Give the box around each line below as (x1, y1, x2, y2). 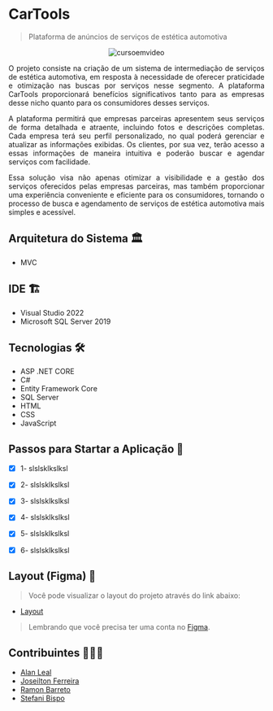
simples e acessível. (8, 207, 76, 216)
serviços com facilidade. (8, 156, 91, 167)
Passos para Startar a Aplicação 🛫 (8, 442, 184, 456)
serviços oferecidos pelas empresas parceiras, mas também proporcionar (8, 181, 265, 191)
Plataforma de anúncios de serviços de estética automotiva (28, 32, 227, 41)
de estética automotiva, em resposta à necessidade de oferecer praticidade (8, 72, 265, 81)
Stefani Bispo (19, 693, 65, 704)
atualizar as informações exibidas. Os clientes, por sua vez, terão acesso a (8, 139, 265, 149)
